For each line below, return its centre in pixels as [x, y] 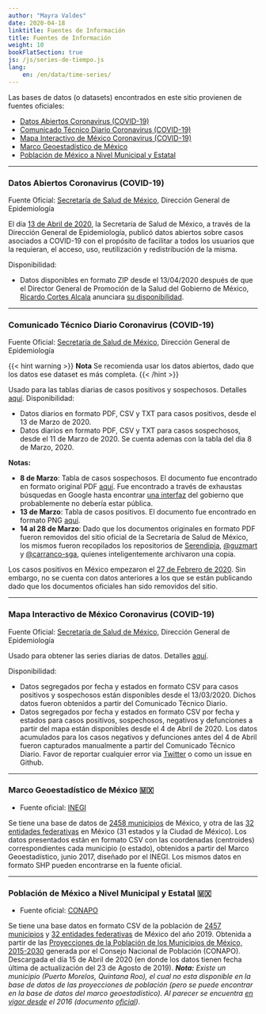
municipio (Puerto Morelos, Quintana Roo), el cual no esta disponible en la [129, 977]
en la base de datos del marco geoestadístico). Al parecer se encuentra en [131, 993]
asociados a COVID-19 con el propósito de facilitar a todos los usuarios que [131, 241]
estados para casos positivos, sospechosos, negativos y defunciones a [136, 720]
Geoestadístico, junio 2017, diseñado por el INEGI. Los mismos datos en [125, 856]
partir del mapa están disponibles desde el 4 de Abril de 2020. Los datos [139, 728]
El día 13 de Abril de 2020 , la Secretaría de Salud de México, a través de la [129, 224]
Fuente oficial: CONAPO [59, 911]
